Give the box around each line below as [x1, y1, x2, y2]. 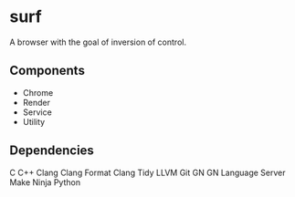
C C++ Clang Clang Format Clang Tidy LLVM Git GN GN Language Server [9, 167, 286, 178]
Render [22, 97, 51, 108]
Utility [22, 116, 46, 127]
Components [9, 63, 85, 78]
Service [22, 107, 52, 118]
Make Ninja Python [9, 176, 80, 188]
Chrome [22, 87, 54, 98]
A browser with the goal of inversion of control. [9, 36, 187, 47]
